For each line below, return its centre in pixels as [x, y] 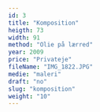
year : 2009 [26, 52]
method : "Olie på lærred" [50, 45]
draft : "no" [28, 81]
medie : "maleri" [35, 74]
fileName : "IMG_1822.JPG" [50, 67]
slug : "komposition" [42, 89]
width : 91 [24, 37]
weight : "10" [30, 96]
